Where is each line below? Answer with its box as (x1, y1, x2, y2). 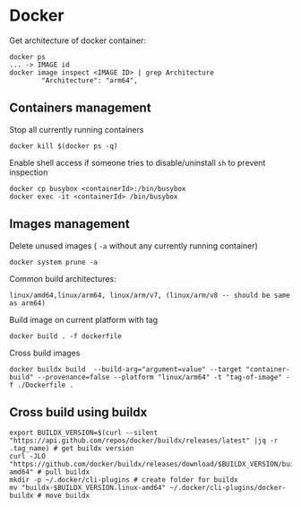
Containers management (9, 101, 151, 116)
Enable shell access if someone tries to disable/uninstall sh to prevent (9, 157, 266, 168)
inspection (9, 167, 48, 178)
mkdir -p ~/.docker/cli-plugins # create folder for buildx (9, 476, 239, 485)
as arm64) (9, 298, 47, 308)
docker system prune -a (9, 258, 99, 267)
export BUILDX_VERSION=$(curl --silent (9, 428, 159, 438)
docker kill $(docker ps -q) (9, 141, 118, 151)
